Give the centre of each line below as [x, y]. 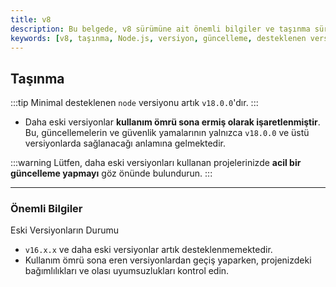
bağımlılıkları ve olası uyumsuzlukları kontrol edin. [127, 271]
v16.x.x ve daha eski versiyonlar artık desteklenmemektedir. [148, 250]
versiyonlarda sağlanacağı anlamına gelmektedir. [125, 143]
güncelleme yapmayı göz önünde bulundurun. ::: [111, 173]
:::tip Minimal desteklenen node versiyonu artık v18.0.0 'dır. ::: [134, 103]
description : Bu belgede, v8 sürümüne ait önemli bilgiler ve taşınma [160, 29]
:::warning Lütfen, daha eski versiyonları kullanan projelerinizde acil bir [156, 163]
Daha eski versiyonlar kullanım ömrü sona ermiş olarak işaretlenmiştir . [172, 122]
